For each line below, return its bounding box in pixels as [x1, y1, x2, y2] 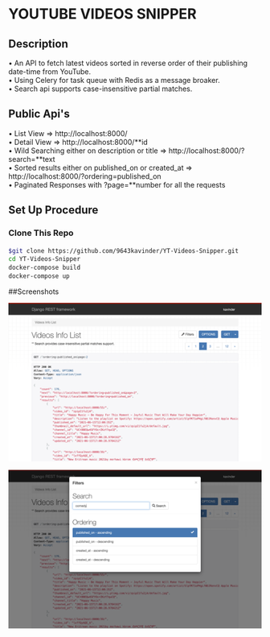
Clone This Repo [8, 227, 74, 238]
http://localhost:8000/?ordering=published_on [8, 171, 162, 181]
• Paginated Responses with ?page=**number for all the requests [8, 180, 226, 189]
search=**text [8, 154, 55, 163]
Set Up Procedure [8, 203, 99, 217]
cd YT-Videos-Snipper [8, 255, 81, 263]
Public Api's [8, 107, 70, 121]
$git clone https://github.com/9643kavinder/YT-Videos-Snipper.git [8, 246, 239, 254]
